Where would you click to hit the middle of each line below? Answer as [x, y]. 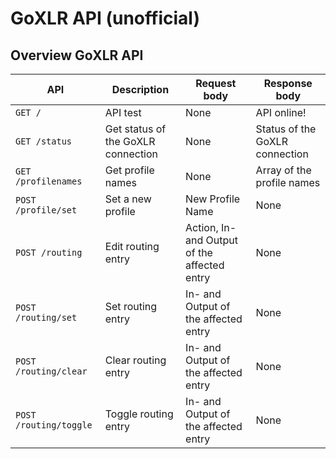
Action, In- [211, 227]
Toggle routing [139, 414]
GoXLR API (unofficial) [105, 18]
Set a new [128, 199]
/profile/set [46, 210]
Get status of [135, 129]
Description [140, 89]
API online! [281, 112]
